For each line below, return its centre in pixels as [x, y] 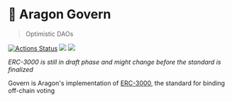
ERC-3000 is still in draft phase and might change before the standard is [115, 62]
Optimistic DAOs [49, 34]
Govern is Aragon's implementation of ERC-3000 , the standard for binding [117, 83]
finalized [21, 69]
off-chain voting [32, 90]
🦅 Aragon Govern [60, 14]
